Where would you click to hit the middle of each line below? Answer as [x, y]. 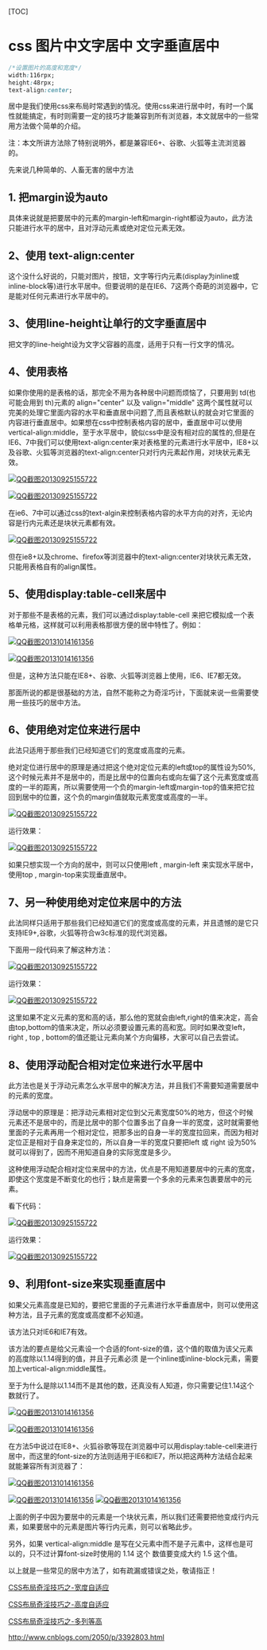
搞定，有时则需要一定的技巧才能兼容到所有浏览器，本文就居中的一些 [140, 116]
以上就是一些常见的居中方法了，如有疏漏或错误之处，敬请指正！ [112, 1570]
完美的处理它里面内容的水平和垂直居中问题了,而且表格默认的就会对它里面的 [131, 412]
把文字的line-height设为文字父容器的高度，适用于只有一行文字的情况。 [123, 344]
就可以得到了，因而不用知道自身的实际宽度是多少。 [92, 1152]
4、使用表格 [38, 372]
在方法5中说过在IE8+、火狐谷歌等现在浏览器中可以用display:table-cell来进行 [133, 1446]
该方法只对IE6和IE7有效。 [50, 1332]
